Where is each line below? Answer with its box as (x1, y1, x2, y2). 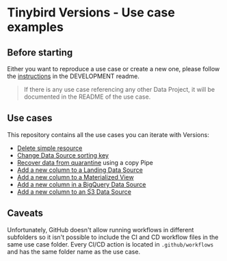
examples (7, 19, 64, 35)
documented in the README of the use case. (23, 92, 151, 101)
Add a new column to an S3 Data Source (16, 187, 132, 196)
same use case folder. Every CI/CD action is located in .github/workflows (7, 240, 214, 248)
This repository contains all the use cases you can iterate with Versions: (7, 130, 210, 138)
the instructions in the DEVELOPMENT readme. (7, 72, 140, 80)
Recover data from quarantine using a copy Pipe (16, 158, 154, 166)
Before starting (7, 47, 73, 58)
